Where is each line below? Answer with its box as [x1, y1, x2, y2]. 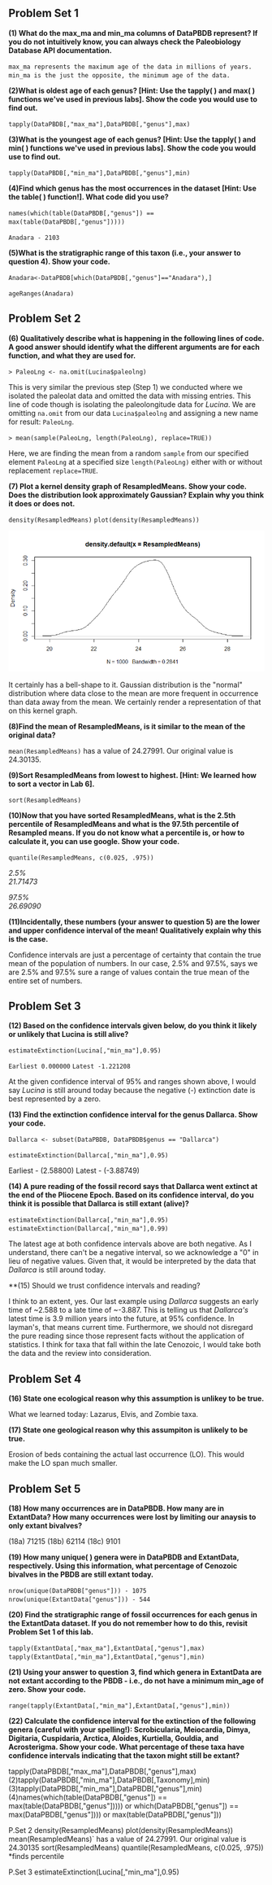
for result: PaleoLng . [8, 417, 75, 426]
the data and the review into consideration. [8, 1349, 152, 1358]
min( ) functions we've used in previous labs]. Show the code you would [8, 142, 257, 153]
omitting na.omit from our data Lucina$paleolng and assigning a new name [8, 408, 259, 418]
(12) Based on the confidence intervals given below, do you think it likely [8, 1021, 257, 1030]
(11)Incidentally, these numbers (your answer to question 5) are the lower [8, 916, 261, 926]
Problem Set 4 [8, 1371, 82, 1386]
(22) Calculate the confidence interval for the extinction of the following [8, 1717, 257, 1725]
